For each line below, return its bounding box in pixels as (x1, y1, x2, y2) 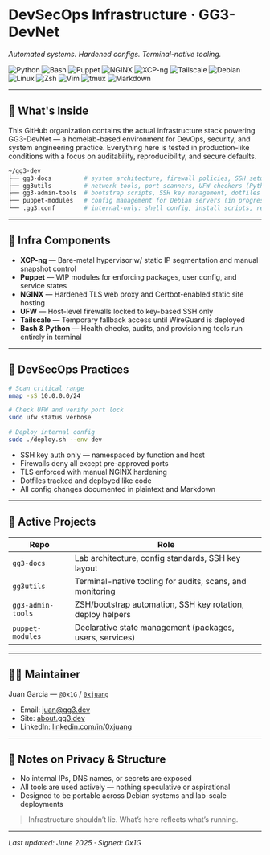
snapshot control (19, 264, 76, 273)
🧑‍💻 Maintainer (8, 668, 80, 681)
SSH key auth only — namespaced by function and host (19, 450, 205, 460)
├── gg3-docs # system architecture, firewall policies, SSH (8, 174, 247, 182)
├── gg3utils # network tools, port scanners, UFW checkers (8, 182, 243, 190)
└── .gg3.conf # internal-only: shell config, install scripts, (8, 204, 253, 212)
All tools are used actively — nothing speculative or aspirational (19, 782, 231, 792)
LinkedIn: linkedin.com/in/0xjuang (19, 722, 133, 731)
